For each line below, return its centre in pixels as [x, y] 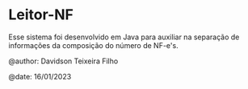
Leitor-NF [41, 15]
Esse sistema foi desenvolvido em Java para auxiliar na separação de [124, 37]
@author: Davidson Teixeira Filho [63, 61]
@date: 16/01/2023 [40, 76]
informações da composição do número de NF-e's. [94, 45]
